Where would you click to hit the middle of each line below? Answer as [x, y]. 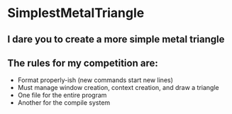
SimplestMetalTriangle [76, 13]
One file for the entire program [62, 95]
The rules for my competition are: [83, 63]
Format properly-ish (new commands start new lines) [95, 80]
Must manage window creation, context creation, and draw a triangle [118, 88]
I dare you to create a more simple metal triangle [116, 39]
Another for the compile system [64, 103]
